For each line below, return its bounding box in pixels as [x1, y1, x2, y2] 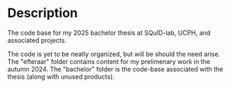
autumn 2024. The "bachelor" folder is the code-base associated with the [7, 65, 224, 73]
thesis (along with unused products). [7, 72, 115, 81]
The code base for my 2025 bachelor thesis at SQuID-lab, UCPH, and [7, 28, 211, 37]
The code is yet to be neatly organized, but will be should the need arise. [7, 50, 221, 58]
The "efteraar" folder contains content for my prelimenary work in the [7, 57, 211, 65]
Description [7, 5, 78, 21]
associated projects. [7, 35, 67, 44]
